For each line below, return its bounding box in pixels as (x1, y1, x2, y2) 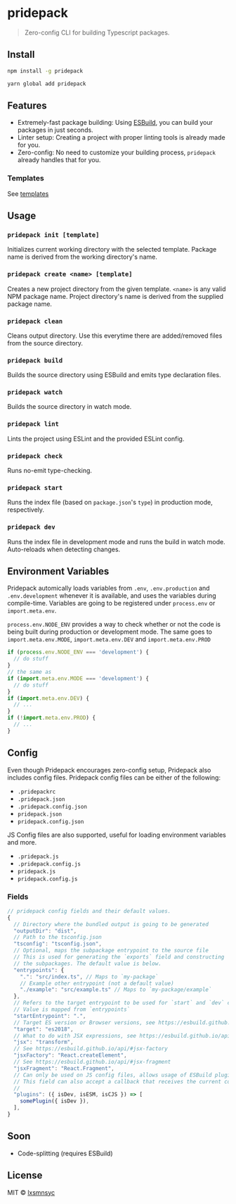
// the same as (7, 668, 52, 676)
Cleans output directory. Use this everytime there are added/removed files (7, 331, 223, 340)
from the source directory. (7, 338, 83, 347)
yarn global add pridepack (7, 80, 86, 87)
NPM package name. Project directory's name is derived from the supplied (7, 292, 223, 300)
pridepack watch (7, 388, 63, 396)
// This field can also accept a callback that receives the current (13, 1078, 221, 1085)
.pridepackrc (17, 788, 56, 795)
